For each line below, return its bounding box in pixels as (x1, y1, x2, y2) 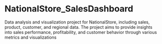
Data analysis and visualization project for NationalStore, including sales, (4, 19, 150, 25)
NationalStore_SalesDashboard (4, 3, 133, 14)
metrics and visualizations (4, 34, 57, 40)
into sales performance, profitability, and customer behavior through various (4, 29, 157, 35)
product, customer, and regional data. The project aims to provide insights (4, 24, 153, 30)
